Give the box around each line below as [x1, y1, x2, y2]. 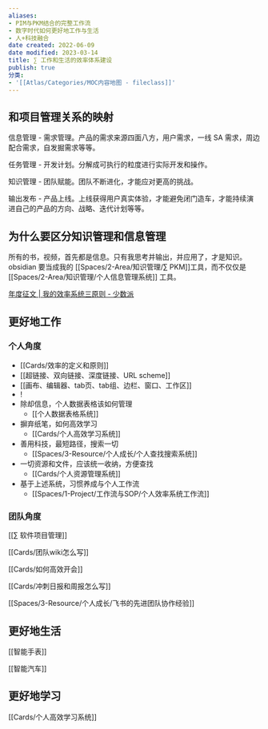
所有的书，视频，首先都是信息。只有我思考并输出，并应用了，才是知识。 [8, 253, 246, 262]
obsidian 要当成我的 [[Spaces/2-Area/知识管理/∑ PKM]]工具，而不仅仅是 [8, 262, 246, 272]
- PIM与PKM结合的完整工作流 [8, 19, 91, 27]
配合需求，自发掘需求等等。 [8, 143, 100, 153]
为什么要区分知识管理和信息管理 [8, 229, 166, 243]
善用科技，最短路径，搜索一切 [19, 439, 118, 448]
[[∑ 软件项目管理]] [8, 531, 68, 540]
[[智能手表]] [8, 647, 47, 656]
